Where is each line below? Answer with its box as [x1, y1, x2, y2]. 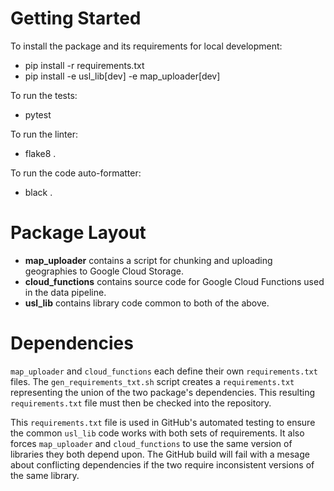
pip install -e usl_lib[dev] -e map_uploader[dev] [24, 70, 221, 82]
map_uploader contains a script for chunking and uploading [24, 254, 273, 266]
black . [24, 186, 53, 198]
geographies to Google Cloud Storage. [24, 265, 185, 277]
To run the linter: [10, 128, 78, 140]
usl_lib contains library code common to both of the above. [24, 297, 270, 309]
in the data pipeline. [24, 286, 107, 298]
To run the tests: [10, 89, 78, 101]
